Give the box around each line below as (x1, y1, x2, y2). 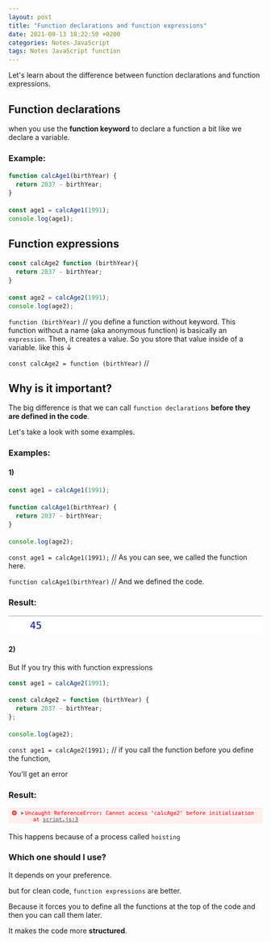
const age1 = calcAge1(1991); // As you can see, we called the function (8, 552, 248, 562)
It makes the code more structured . (8, 926, 127, 936)
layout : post (8, 13, 52, 21)
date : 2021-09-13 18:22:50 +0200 (8, 30, 121, 38)
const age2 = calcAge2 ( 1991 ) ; (8, 294, 110, 302)
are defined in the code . (8, 412, 90, 421)
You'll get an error (8, 769, 69, 779)
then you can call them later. (8, 910, 102, 919)
